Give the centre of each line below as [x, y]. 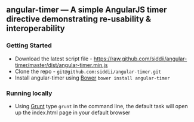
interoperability [36, 28]
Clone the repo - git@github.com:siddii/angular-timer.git [88, 71]
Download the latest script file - [53, 59]
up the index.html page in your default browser [73, 112]
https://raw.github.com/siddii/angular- [140, 59]
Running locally [29, 93]
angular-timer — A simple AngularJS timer [87, 10]
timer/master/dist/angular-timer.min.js [61, 65]
